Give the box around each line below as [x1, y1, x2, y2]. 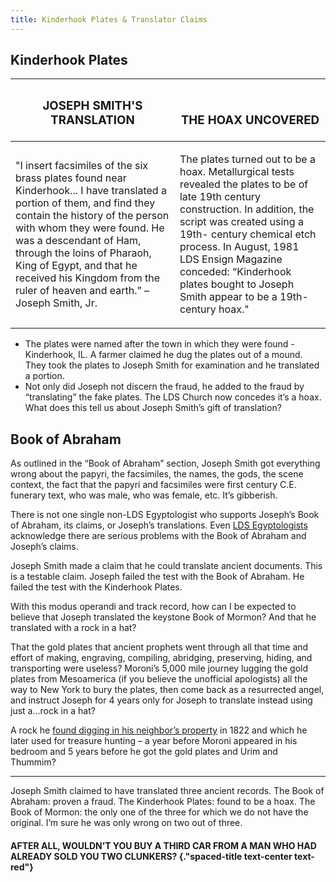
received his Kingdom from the [15, 271, 161, 285]
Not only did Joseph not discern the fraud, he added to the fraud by [24, 381, 305, 393]
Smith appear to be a [179, 290, 278, 304]
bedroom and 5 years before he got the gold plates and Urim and [10, 746, 278, 758]
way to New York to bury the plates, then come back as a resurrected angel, [10, 684, 325, 696]
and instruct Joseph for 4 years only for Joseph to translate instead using [10, 694, 313, 706]
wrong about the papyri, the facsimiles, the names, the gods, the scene [10, 468, 304, 480]
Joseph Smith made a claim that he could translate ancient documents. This [10, 560, 323, 572]
